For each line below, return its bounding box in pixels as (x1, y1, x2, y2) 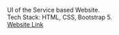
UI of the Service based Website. (7, 6, 101, 14)
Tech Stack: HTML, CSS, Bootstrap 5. (7, 13, 113, 21)
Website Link (7, 21, 44, 28)
